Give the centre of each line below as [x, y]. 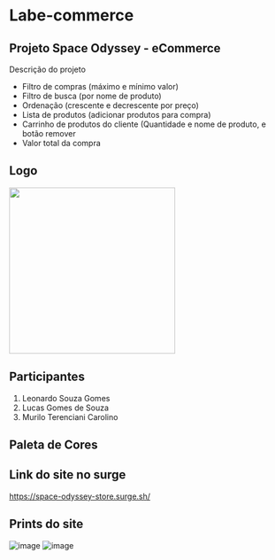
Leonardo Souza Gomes [66, 398]
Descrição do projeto [48, 69]
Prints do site [46, 524]
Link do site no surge [68, 475]
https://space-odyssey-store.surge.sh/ [80, 496]
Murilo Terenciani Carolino [70, 416]
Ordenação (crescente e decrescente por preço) [110, 105]
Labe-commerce [72, 16]
